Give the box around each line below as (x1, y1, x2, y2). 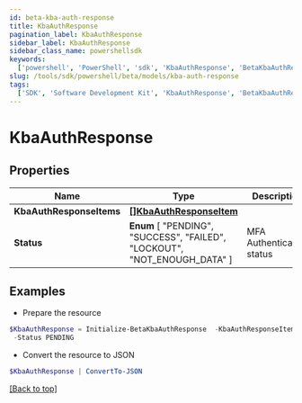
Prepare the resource (22, 308, 102, 318)
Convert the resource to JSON (22, 350, 135, 361)
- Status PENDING (13, 334, 75, 343)
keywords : (9, 55, 47, 64)
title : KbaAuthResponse (9, 22, 99, 31)
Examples (9, 283, 66, 299)
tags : (9, 80, 30, 89)
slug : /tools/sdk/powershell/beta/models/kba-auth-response (9, 72, 240, 81)
